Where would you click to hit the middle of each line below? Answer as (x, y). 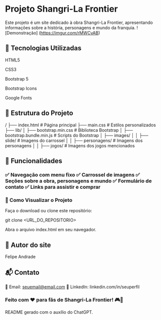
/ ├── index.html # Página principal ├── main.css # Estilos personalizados (80, 125)
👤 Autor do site (28, 245)
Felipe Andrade (20, 257)
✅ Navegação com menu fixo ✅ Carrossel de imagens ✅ (72, 175)
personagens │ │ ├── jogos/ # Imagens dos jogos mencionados (70, 145)
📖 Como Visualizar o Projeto (39, 200)
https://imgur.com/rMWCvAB (69, 33)
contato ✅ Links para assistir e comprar (53, 187)
